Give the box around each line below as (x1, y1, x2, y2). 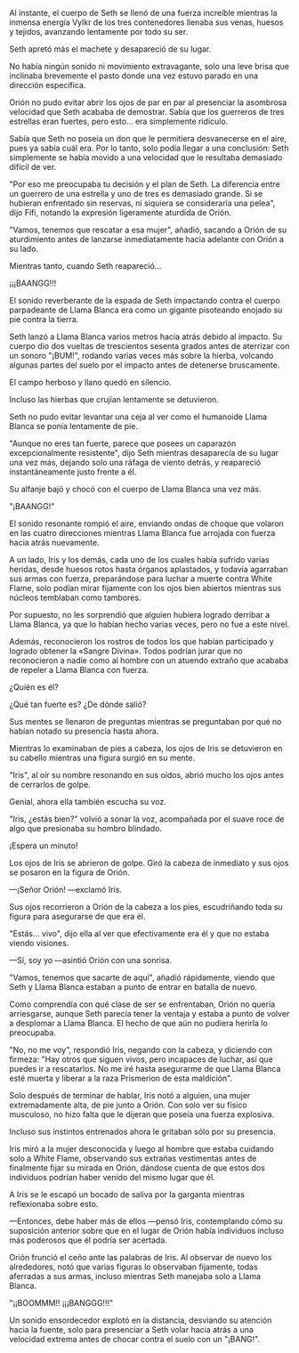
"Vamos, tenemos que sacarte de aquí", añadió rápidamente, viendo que (9, 972, 276, 983)
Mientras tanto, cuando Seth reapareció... (9, 261, 162, 271)
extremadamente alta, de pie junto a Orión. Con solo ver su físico (9, 1099, 247, 1110)
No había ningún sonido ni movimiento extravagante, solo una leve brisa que (9, 61, 289, 71)
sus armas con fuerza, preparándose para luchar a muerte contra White (9, 573, 273, 584)
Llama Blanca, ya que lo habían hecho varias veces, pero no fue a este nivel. (9, 619, 290, 629)
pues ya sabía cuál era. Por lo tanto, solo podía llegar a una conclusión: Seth (9, 142, 289, 153)
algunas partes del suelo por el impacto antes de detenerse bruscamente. (9, 360, 280, 370)
